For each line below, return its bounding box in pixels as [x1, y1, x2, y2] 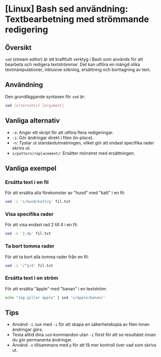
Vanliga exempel [5, 164, 57, 172]
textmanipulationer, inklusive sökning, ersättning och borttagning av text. [5, 67, 151, 72]
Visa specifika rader [5, 211, 54, 217]
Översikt [5, 43, 32, 52]
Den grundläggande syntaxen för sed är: [5, 93, 86, 99]
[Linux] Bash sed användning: [5, 3, 128, 15]
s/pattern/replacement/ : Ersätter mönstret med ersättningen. [12, 150, 135, 156]
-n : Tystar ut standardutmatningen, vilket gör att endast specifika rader [12, 140, 155, 145]
